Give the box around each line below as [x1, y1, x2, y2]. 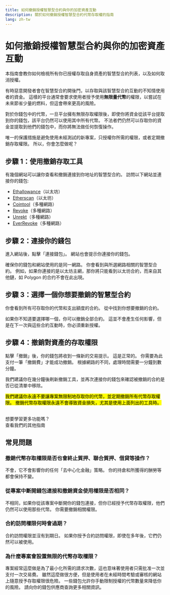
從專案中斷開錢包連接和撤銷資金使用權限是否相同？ [5, 487, 130, 494]
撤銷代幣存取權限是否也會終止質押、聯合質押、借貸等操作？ [5, 454, 151, 461]
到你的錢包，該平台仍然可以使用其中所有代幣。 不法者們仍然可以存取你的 [5, 117, 157, 124]
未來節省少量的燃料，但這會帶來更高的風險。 [5, 100, 99, 106]
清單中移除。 [18, 382, 46, 388]
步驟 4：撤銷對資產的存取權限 [5, 338, 98, 347]
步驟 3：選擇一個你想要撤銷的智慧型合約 [5, 291, 131, 299]
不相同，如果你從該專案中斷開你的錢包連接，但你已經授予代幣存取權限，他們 [5, 500, 165, 506]
